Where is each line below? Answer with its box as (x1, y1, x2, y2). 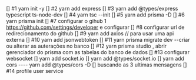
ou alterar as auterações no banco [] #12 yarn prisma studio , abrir (6, 42, 167, 49)
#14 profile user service (6, 68, 64, 74)
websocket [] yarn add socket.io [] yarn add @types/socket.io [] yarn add (6, 55, 184, 62)
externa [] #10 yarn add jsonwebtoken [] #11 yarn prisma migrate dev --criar (6, 36, 190, 43)
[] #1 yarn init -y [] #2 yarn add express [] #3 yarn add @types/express (6, 5, 178, 12)
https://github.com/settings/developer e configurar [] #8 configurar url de (6, 24, 185, 31)
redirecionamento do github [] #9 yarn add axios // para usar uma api (6, 30, 174, 37)
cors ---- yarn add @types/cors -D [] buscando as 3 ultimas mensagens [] (6, 61, 187, 68)
